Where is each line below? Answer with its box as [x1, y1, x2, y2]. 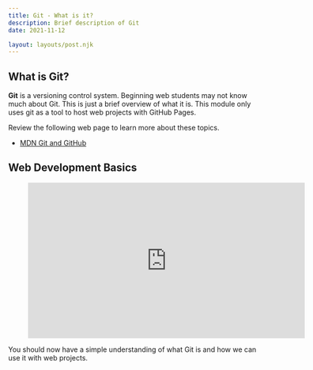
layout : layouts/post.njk [8, 40, 93, 48]
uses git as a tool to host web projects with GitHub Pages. [8, 108, 196, 117]
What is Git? [8, 70, 70, 83]
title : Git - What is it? [8, 11, 93, 20]
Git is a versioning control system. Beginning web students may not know [8, 91, 247, 100]
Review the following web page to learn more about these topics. [8, 123, 220, 133]
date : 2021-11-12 [8, 26, 66, 34]
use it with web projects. [8, 353, 89, 362]
